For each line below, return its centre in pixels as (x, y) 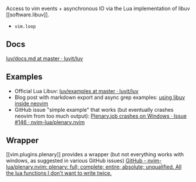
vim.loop (25, 26)
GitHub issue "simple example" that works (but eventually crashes (94, 109)
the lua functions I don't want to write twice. (59, 173)
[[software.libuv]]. (28, 15)
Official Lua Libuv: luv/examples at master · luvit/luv (76, 91)
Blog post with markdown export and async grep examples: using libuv (100, 97)
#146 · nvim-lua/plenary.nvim (50, 122)
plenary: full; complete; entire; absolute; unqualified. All (115, 167)
